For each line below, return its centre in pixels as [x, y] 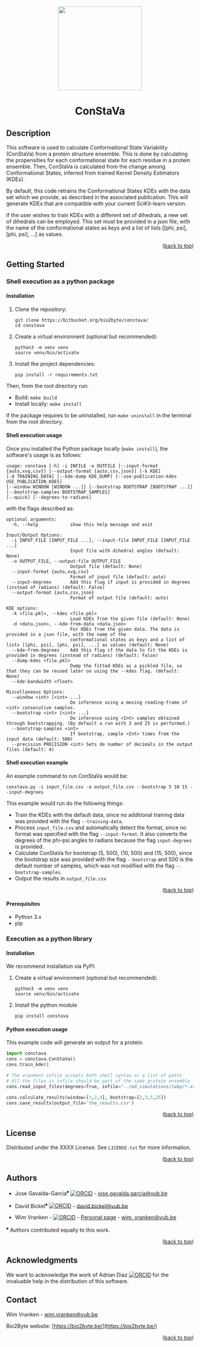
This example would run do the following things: [65, 803]
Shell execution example [37, 763]
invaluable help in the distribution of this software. [68, 1281]
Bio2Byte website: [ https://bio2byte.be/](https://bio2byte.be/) [82, 1326]
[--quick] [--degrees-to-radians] [49, 497]
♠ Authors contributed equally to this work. [58, 1230]
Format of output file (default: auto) [119, 598]
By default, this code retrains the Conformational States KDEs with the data [98, 191]
